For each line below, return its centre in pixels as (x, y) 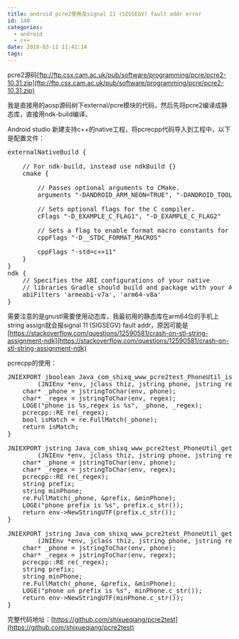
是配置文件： (26, 138)
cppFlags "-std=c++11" (77, 251)
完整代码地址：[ (31, 619)
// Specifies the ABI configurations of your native (116, 280)
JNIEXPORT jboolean (41, 377)
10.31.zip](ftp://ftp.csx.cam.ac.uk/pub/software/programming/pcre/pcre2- (116, 83)
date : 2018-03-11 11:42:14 (47, 47)
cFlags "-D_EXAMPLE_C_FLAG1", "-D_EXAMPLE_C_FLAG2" (129, 216)
